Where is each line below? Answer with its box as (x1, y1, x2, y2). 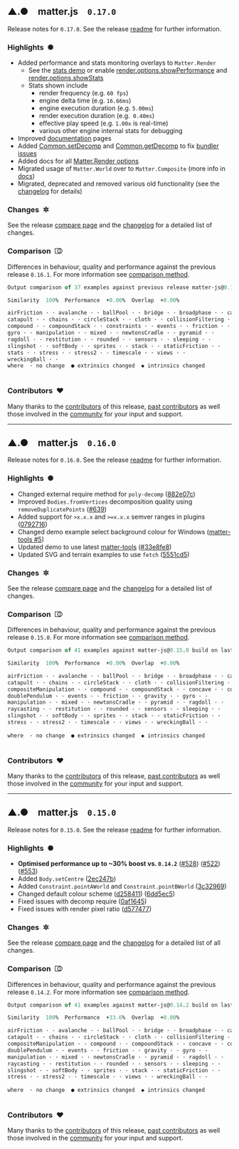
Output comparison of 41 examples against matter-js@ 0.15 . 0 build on (7, 647, 218, 654)
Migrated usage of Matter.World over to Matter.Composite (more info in (17, 164, 225, 173)
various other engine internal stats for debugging (38, 127, 183, 135)
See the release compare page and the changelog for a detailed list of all (7, 938, 221, 947)
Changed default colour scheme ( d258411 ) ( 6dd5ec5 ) (17, 889, 176, 898)
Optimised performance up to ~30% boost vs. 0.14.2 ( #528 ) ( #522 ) (17, 859, 221, 867)
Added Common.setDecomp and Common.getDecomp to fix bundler (17, 142, 219, 150)
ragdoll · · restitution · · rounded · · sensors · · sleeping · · (7, 336, 212, 343)
